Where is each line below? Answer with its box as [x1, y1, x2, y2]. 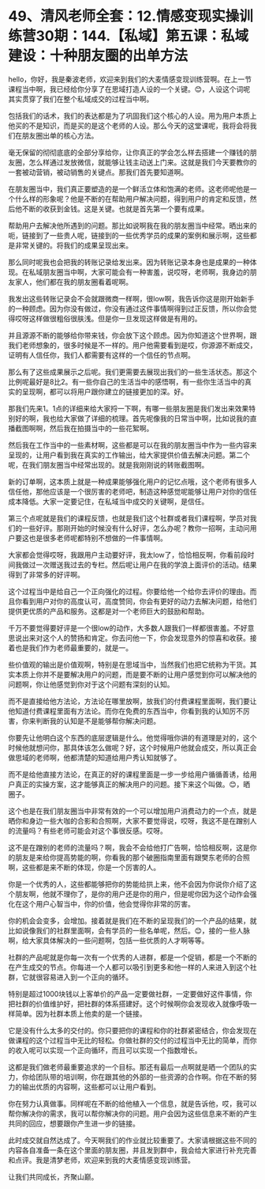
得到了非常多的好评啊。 [8, 570, 84, 579]
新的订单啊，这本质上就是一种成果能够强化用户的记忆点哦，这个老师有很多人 [8, 476, 257, 487]
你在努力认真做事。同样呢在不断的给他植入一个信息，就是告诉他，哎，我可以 [8, 1099, 257, 1108]
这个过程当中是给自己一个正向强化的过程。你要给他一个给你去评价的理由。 [8, 586, 250, 596]
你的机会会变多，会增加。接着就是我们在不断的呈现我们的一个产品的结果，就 [8, 915, 257, 926]
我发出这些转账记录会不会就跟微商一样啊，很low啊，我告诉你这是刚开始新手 [8, 293, 255, 303]
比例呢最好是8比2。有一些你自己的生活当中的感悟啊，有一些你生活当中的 [8, 377, 245, 386]
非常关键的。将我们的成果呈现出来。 [14, 240, 132, 250]
